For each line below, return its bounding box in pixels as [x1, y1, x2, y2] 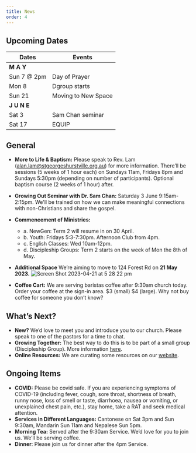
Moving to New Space [52, 92, 113, 100]
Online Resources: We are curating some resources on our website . [14, 351, 180, 358]
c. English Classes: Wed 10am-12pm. [23, 240, 112, 247]
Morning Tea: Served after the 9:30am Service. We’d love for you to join [14, 428, 189, 435]
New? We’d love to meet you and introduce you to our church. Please [14, 327, 182, 334]
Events [73, 53, 92, 62]
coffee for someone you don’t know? [14, 294, 104, 301]
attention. [14, 409, 38, 416]
